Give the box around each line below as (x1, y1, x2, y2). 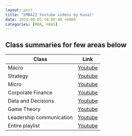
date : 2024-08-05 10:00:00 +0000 (5, 17, 76, 22)
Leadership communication (8, 114, 73, 121)
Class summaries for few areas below (5, 40, 127, 49)
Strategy (8, 72, 28, 79)
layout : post (5, 7, 33, 13)
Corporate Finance (8, 89, 53, 96)
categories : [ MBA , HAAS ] (5, 21, 58, 27)
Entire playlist (8, 122, 40, 129)
